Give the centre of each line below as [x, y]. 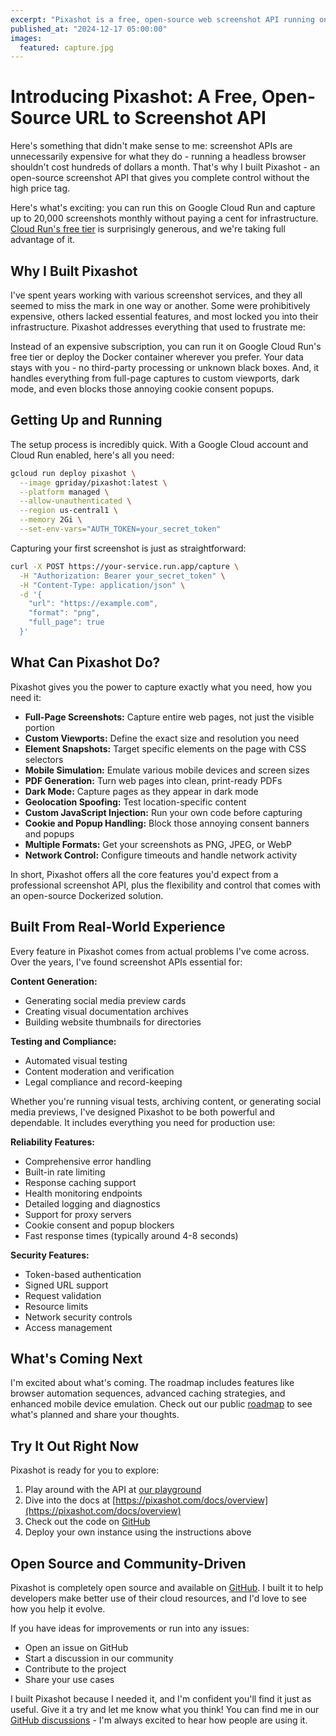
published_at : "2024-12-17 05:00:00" [89, 29]
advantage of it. [43, 240]
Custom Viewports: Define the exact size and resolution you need [162, 738]
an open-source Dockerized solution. [87, 895]
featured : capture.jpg [66, 47]
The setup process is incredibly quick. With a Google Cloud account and [159, 444]
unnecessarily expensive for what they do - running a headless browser [158, 157]
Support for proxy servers [78, 1214]
